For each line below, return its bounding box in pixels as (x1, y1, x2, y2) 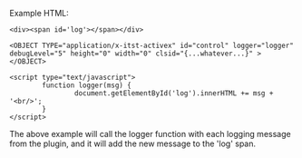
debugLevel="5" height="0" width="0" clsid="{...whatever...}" (9, 49, 254, 58)
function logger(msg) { (42, 81, 132, 90)
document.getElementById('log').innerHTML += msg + (73, 89, 274, 98)
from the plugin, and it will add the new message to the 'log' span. (9, 138, 257, 149)
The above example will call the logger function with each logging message (9, 129, 292, 139)
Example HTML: (9, 8, 70, 18)
